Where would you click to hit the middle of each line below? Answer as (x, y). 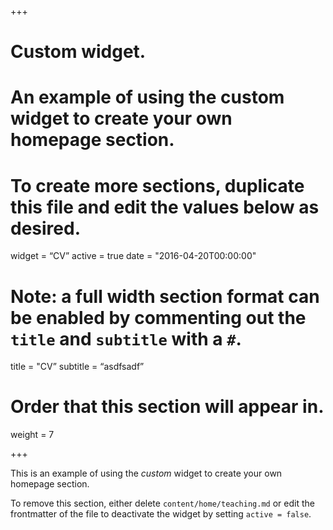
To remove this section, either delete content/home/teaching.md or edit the (162, 503)
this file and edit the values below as (165, 207)
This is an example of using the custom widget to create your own (146, 473)
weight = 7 (32, 435)
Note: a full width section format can (165, 296)
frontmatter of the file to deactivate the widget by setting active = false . (161, 514)
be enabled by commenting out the (158, 317)
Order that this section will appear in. (167, 407)
